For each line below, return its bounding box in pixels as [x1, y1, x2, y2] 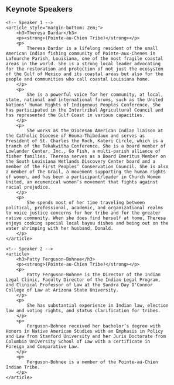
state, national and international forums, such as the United [6, 96, 163, 103]
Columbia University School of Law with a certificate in [6, 339, 151, 344]
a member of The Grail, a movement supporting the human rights [6, 169, 166, 175]
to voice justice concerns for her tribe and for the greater [6, 210, 161, 216]
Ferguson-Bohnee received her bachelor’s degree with [26, 323, 161, 329]
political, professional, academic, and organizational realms [6, 205, 163, 210]
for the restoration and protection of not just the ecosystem [6, 66, 163, 72]
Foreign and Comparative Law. [6, 343, 80, 350]
